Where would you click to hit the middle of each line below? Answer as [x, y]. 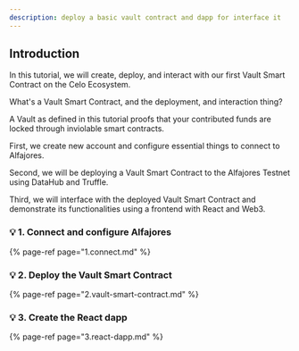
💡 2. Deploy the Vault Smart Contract [91, 275]
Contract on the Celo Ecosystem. [70, 85]
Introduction [45, 54]
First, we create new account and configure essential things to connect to [145, 146]
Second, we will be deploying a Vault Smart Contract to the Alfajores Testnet [150, 173]
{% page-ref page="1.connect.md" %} [80, 252]
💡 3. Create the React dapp [68, 317]
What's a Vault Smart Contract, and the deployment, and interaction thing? [146, 102]
